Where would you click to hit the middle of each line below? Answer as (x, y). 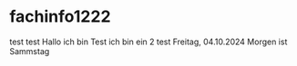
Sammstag (30, 51)
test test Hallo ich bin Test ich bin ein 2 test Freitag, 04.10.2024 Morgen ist (148, 42)
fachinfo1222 (60, 17)
